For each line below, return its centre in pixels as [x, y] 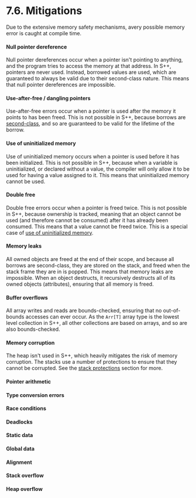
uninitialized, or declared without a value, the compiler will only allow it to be [98, 169]
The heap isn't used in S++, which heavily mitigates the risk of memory [92, 355]
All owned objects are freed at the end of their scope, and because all [90, 259]
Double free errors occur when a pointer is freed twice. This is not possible [97, 208]
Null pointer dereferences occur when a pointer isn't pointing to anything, [94, 60]
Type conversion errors [35, 395]
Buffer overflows [27, 297]
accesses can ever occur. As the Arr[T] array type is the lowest [102, 317]
